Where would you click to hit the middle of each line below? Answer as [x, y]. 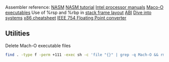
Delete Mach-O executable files [38, 45]
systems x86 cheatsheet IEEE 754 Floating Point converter [66, 18]
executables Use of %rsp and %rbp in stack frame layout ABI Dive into [78, 12]
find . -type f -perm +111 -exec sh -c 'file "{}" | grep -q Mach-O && [82, 54]
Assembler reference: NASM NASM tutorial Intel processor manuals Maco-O [84, 7]
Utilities [18, 34]
